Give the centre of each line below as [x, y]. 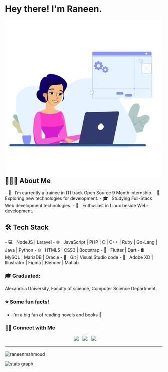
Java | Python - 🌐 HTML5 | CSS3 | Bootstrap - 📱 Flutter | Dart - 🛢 [75, 250]
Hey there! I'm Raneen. [54, 9]
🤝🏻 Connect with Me [30, 328]
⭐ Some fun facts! [27, 302]
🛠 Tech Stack [27, 227]
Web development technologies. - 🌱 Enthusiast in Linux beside [71, 206]
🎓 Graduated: [23, 276]
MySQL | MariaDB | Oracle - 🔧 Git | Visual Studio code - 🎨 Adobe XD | [79, 257]
